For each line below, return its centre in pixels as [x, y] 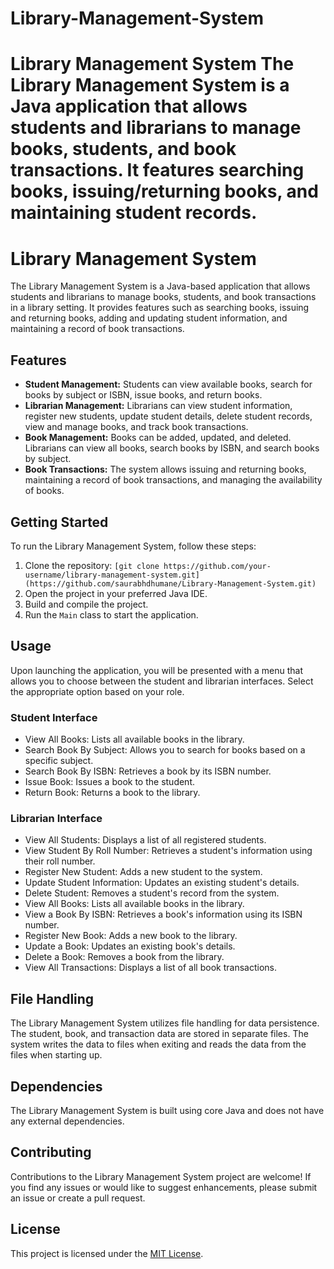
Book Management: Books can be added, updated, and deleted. [158, 438]
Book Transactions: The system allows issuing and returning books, [165, 469]
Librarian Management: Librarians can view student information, [158, 406]
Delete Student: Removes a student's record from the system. [152, 893]
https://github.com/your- [217, 566]
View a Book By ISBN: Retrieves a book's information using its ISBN [163, 914]
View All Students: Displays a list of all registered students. [145, 840]
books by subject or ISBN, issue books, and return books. [143, 395]
